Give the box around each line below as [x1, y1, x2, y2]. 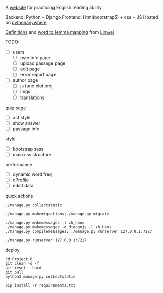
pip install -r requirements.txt [5, 283, 76, 288]
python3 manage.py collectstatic [5, 274, 76, 279]
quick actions [5, 193, 33, 199]
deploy [5, 247, 20, 253]
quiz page [5, 105, 26, 111]
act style [12, 114, 31, 120]
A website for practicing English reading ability [5, 5, 102, 10]
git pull [5, 270, 24, 275]
